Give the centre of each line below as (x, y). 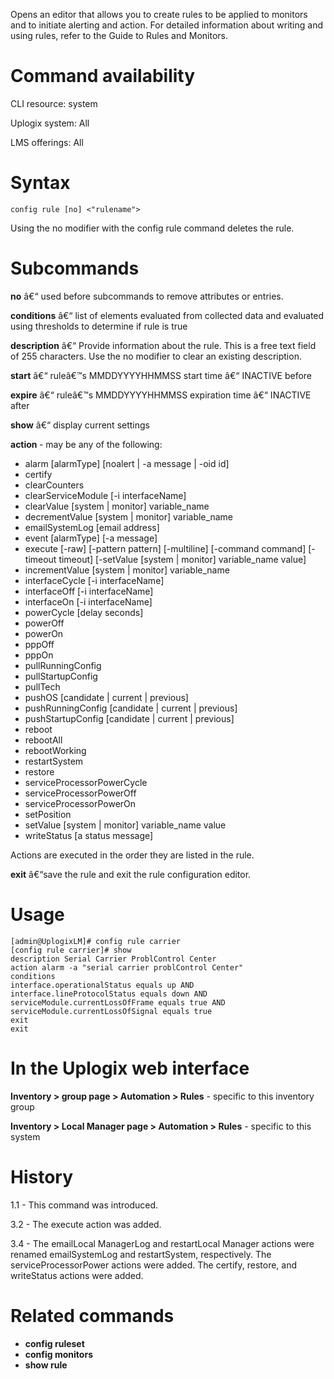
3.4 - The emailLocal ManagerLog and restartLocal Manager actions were (162, 1243)
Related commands (92, 1315)
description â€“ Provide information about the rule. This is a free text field (163, 345)
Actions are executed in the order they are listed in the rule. (132, 855)
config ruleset (54, 1343)
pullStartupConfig (61, 676)
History (42, 1176)
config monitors (58, 1354)
